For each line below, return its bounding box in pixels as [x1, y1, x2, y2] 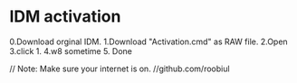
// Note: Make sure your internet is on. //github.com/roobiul [9, 63, 230, 74]
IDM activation [9, 6, 121, 27]
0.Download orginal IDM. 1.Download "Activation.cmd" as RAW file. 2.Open [9, 36, 288, 47]
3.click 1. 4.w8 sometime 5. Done [9, 45, 133, 56]
